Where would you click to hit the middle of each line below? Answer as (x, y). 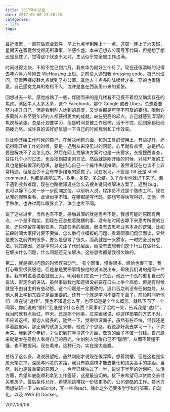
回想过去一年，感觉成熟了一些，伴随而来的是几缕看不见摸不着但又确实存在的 (85, 98)
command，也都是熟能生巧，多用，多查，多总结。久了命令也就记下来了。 (82, 178)
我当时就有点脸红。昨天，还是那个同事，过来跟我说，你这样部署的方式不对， (85, 314)
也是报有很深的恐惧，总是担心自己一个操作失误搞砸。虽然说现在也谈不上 (85, 165)
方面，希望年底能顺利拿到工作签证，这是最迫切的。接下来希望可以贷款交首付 (85, 375)
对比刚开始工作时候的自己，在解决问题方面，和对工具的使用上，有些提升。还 (85, 140)
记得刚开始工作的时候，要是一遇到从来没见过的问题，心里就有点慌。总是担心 (85, 146)
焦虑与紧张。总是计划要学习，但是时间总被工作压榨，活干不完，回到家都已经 (85, 123)
